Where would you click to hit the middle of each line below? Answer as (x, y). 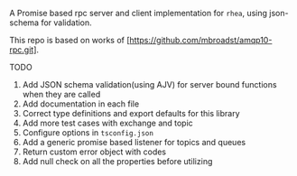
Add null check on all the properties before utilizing (117, 161)
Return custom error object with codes (94, 152)
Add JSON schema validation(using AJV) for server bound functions (149, 84)
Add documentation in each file (81, 104)
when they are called (61, 94)
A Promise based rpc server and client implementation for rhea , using (139, 13)
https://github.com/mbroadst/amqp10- (201, 40)
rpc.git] (23, 50)
